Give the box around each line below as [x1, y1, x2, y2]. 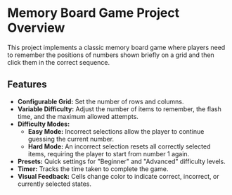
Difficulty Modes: [17, 120, 70, 128]
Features [7, 79, 47, 91]
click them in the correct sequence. [7, 58, 110, 66]
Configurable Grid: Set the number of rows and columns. [17, 97, 184, 106]
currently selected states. [17, 180, 92, 188]
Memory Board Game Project [7, 5, 180, 21]
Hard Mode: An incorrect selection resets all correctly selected [27, 142, 211, 151]
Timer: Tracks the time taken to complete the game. [17, 164, 169, 173]
